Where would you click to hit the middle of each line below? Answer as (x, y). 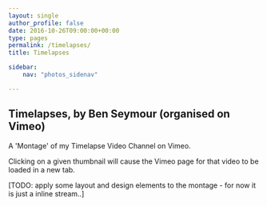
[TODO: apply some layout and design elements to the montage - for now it (132, 185)
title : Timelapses (39, 53)
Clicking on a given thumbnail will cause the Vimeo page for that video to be (133, 161)
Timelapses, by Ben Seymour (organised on (119, 114)
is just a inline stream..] (46, 193)
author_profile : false (46, 23)
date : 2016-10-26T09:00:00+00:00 (64, 30)
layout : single (34, 16)
